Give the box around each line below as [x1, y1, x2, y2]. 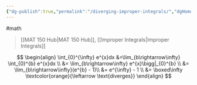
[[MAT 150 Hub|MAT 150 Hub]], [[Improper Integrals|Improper [20, 36, 169, 43]
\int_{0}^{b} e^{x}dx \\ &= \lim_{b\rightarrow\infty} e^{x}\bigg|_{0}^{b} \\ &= [8, 60, 189, 67]
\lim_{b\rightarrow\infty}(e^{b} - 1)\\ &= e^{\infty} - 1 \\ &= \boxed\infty [14, 66, 183, 73]
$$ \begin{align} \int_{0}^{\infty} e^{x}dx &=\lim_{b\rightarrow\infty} [16, 53, 181, 60]
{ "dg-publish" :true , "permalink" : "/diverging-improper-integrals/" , [6, 8, 175, 15]
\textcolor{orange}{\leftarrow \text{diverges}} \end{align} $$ [25, 72, 172, 79]
